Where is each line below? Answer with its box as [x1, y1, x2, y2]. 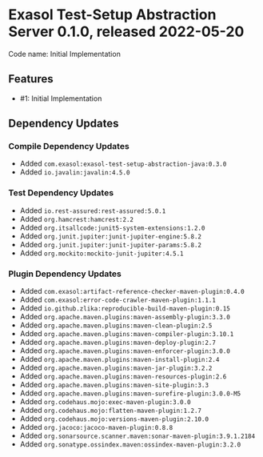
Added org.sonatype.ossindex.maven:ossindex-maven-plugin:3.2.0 [19, 439, 241, 449]
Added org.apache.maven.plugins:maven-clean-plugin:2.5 [19, 320, 213, 330]
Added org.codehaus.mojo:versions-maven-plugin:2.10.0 [19, 414, 209, 423]
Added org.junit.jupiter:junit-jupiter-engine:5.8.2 [19, 231, 202, 241]
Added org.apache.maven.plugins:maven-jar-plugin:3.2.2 [19, 363, 213, 373]
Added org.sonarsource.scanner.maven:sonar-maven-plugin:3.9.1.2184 [19, 431, 256, 441]
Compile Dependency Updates [8, 141, 130, 152]
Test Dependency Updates [8, 187, 114, 198]
